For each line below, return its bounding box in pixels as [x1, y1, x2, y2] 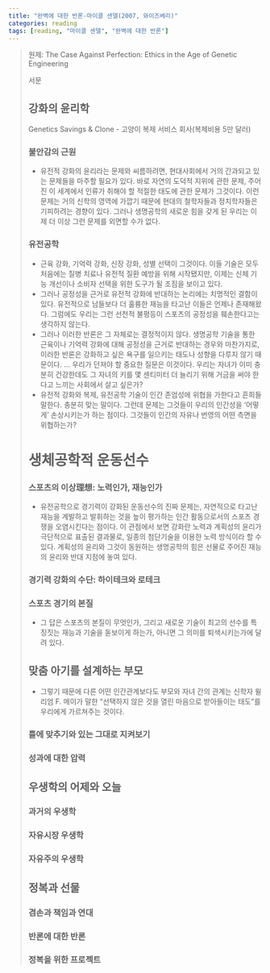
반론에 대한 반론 [27, 930, 86, 942]
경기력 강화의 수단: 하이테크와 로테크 [27, 574, 161, 585]
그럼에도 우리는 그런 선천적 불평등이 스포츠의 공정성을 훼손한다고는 [51, 309, 260, 318]
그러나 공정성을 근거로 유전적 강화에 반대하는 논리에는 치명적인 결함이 [39, 289, 258, 298]
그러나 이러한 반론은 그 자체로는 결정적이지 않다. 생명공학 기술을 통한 [39, 329, 255, 339]
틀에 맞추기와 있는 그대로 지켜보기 [27, 729, 151, 740]
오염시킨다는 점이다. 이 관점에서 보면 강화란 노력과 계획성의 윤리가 [55, 522, 262, 532]
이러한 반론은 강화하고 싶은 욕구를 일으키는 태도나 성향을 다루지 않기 [39, 349, 254, 359]
